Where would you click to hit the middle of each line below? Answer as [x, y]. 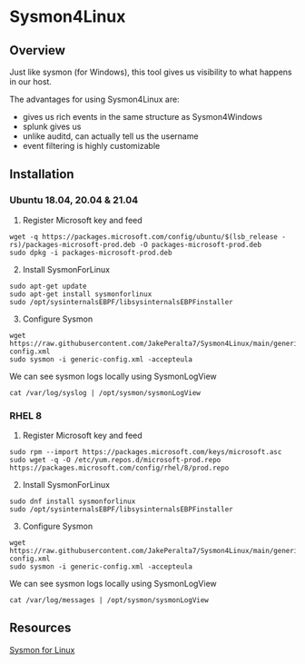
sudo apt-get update [49, 286]
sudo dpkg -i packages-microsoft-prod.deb [91, 253]
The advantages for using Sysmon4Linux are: [94, 99]
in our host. [31, 82]
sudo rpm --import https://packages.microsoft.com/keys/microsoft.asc [146, 451]
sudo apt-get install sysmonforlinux [81, 294]
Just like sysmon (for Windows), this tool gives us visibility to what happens [151, 72]
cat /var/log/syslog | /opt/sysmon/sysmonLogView [105, 392]
